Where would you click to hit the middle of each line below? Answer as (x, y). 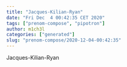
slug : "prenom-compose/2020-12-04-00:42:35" (64, 40)
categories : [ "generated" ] (41, 35)
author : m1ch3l (26, 29)
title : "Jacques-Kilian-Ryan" (45, 12)
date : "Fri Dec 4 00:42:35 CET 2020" (56, 18)
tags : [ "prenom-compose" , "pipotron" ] (56, 23)
